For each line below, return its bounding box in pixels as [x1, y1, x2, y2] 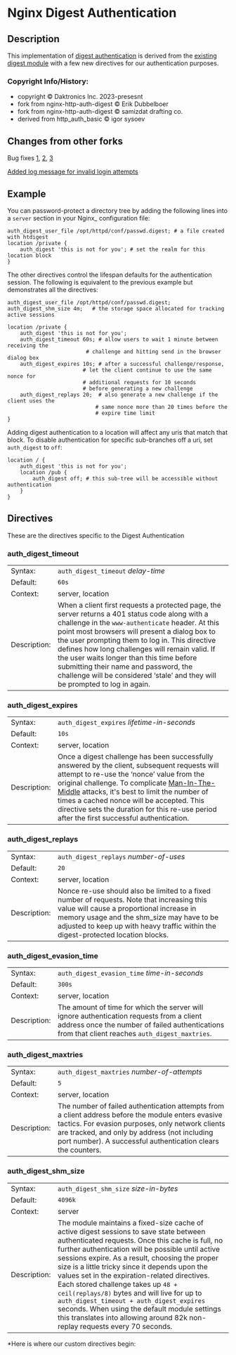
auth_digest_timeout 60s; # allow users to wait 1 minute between [20, 336, 218, 343]
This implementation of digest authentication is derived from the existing [7, 51, 218, 60]
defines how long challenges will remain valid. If [57, 644, 216, 654]
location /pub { [20, 469, 68, 476]
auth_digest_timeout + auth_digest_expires [57, 1297, 206, 1304]
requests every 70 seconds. [79, 1321, 173, 1331]
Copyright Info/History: [7, 76, 89, 86]
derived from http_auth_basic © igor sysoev [17, 114, 145, 124]
